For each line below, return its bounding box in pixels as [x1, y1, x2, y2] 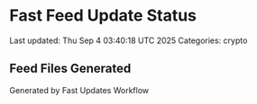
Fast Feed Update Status [9, 5, 197, 26]
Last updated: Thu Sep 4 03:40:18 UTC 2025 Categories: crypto [9, 35, 248, 46]
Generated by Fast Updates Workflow [9, 84, 150, 95]
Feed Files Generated [9, 61, 132, 76]
